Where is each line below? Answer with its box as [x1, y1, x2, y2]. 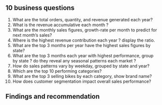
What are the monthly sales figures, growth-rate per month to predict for [12, 27, 157, 33]
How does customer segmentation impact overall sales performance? [12, 78, 151, 84]
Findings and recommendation [5, 92, 100, 101]
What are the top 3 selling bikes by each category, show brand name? [12, 73, 152, 79]
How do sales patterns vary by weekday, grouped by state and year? [12, 63, 149, 69]
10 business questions [5, 4, 74, 12]
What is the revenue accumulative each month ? [12, 22, 109, 28]
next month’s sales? [12, 32, 52, 38]
